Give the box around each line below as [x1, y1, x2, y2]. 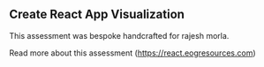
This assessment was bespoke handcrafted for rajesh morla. [9, 30, 230, 41]
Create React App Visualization [9, 7, 185, 22]
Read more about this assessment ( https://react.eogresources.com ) [9, 48, 256, 58]
